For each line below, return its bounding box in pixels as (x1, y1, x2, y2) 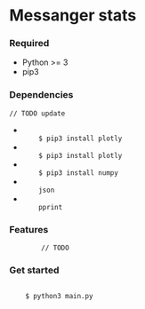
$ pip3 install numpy (38, 168, 118, 178)
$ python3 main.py (25, 292, 93, 301)
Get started (9, 264, 60, 276)
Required (9, 37, 50, 50)
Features (9, 223, 49, 235)
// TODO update (9, 108, 66, 118)
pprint (38, 202, 63, 211)
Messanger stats (9, 5, 137, 26)
